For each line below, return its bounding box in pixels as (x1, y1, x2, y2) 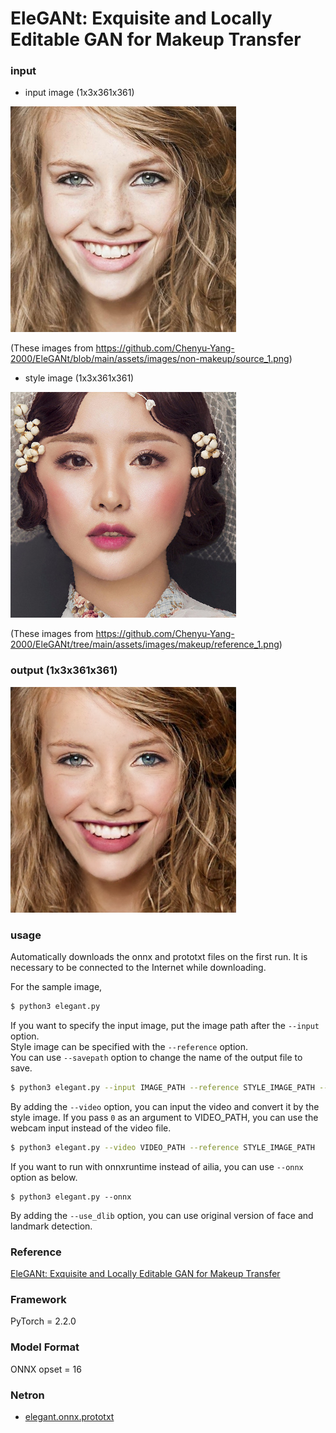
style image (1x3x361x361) (24, 372, 135, 384)
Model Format (10, 1340, 80, 1354)
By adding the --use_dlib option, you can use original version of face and (10, 1209, 314, 1221)
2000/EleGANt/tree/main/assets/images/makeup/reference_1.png (10, 638, 280, 651)
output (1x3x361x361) (10, 663, 118, 677)
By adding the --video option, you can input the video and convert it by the (10, 1100, 320, 1112)
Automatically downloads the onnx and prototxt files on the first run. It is (10, 951, 308, 963)
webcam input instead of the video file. (10, 1122, 172, 1134)
